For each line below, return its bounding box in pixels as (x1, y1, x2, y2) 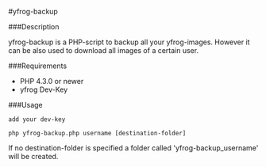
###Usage (8, 101, 44, 109)
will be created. (8, 152, 59, 161)
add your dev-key (8, 116, 66, 123)
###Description (8, 22, 60, 31)
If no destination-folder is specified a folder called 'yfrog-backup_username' (8, 143, 259, 153)
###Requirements (8, 61, 67, 70)
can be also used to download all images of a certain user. (8, 46, 199, 55)
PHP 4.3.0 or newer (19, 77, 84, 85)
